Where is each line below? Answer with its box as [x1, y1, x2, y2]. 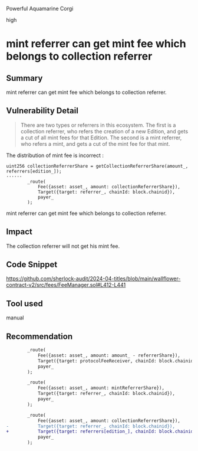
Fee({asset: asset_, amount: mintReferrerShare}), [37, 385, 165, 391]
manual [6, 314, 24, 321]
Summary [6, 73, 43, 83]
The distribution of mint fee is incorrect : [6, 152, 104, 159]
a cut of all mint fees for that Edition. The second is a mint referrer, [20, 134, 182, 141]
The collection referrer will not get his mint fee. [6, 242, 120, 250]
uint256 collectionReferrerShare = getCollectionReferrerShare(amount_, [6, 163, 189, 169]
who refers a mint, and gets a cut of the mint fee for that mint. [20, 140, 170, 147]
